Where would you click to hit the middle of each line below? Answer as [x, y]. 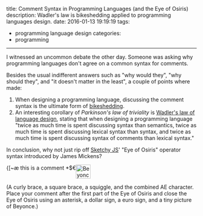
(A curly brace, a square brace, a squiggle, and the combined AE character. [100, 187]
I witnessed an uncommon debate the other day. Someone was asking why [100, 57]
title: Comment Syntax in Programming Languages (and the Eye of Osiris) [97, 9]
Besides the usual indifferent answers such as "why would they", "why [94, 75]
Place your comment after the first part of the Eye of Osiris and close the [97, 193]
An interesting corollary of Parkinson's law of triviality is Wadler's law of [105, 112]
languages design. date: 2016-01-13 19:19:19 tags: [68, 21]
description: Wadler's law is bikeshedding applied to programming [89, 15]
